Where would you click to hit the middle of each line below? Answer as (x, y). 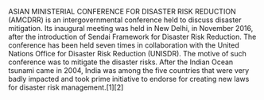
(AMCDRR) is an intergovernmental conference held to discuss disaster (125, 20)
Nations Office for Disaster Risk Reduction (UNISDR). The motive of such (127, 54)
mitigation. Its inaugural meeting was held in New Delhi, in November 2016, (131, 28)
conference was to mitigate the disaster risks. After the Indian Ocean (121, 62)
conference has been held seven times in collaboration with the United (124, 45)
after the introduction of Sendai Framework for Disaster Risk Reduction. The (132, 37)
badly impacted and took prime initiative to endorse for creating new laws (129, 79)
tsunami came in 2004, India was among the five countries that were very (129, 70)
